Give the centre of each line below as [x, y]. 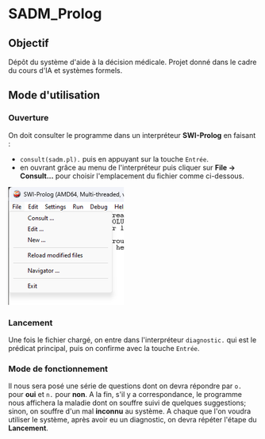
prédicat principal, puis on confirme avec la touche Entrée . [104, 348]
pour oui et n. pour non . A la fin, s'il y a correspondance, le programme [125, 395]
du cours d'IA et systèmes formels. [65, 71]
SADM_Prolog [55, 14]
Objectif [29, 43]
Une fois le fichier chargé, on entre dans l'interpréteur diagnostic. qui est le [132, 340]
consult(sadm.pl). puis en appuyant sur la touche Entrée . [114, 158]
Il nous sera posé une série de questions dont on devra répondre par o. [125, 386]
